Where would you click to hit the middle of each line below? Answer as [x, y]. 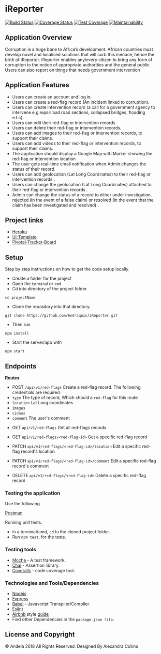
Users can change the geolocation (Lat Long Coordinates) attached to [82, 184]
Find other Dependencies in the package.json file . [63, 619]
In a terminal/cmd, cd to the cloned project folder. [61, 532]
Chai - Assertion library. [36, 565]
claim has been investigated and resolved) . [55, 205]
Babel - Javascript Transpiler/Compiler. [51, 604]
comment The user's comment [41, 418]
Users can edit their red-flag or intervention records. [64, 123]
